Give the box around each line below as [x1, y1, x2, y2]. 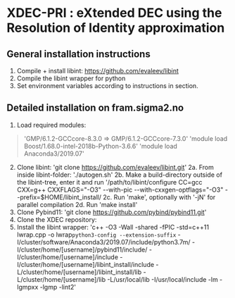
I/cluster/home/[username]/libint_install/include [16, 260, 155, 268]
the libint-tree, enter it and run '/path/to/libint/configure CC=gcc [16, 178, 203, 186]
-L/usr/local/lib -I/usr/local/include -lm [107, 275, 219, 283]
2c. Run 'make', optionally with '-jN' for [102, 192, 216, 201]
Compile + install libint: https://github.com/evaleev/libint [16, 67, 179, 75]
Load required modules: [16, 120, 87, 129]
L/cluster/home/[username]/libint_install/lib [16, 268, 142, 276]
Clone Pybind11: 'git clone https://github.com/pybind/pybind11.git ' [16, 208, 207, 216]
